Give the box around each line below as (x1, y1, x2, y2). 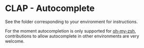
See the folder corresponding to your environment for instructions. (5, 19, 138, 24)
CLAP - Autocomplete (5, 3, 95, 14)
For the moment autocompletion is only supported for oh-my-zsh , (5, 28, 136, 34)
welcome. (5, 38, 25, 44)
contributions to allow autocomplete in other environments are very (5, 33, 140, 39)
